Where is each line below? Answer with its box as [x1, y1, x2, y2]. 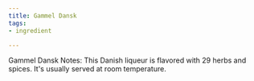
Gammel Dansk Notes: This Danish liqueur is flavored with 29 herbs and [8, 55, 247, 65]
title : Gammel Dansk [8, 11, 78, 20]
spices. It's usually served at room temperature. [8, 64, 166, 74]
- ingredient [8, 26, 52, 34]
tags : [8, 19, 27, 27]
